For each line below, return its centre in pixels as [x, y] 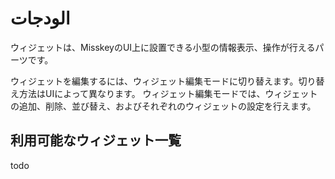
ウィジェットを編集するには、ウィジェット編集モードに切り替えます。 [154, 81]
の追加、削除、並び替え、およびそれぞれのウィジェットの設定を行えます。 [163, 106]
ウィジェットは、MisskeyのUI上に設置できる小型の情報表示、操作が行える [163, 47]
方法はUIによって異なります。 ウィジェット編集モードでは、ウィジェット [168, 93]
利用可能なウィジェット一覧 [96, 140]
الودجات [40, 18]
